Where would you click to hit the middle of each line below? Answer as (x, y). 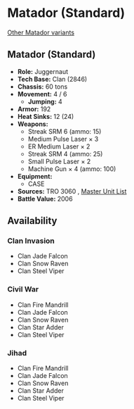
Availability (32, 221)
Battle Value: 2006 (45, 199)
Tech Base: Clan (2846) (52, 79)
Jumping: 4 (45, 101)
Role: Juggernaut (43, 71)
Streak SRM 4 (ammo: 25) (65, 153)
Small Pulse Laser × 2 (59, 161)
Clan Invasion (31, 241)
